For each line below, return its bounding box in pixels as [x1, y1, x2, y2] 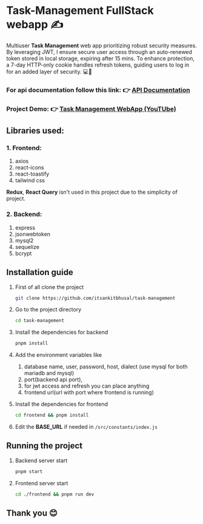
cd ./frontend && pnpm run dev [15, 491, 95, 497]
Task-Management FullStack [6, 4, 155, 18]
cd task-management [15, 317, 65, 324]
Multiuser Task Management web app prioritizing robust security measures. [6, 42, 197, 49]
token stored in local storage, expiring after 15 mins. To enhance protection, [6, 55, 195, 62]
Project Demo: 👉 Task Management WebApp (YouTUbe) [6, 104, 177, 113]
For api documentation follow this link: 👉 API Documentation [6, 85, 190, 94]
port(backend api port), [24, 376, 83, 383]
